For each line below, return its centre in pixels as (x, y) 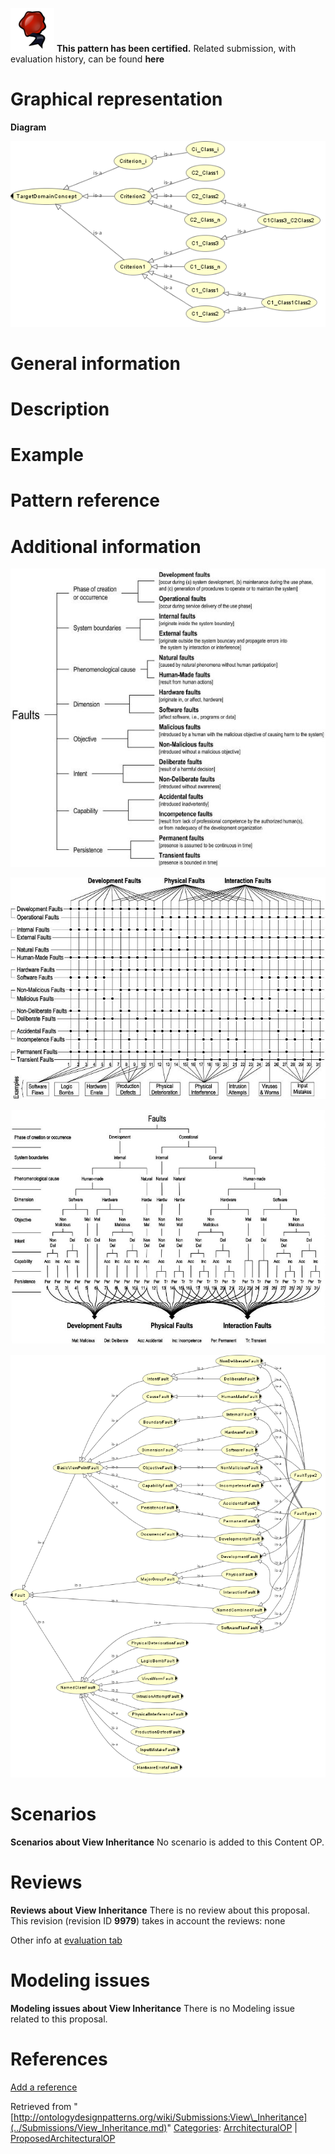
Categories (196, 2127)
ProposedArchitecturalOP (63, 2138)
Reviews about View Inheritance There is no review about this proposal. (160, 1910)
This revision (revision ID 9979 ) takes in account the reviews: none (148, 1921)
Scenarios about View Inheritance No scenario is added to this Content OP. (167, 1842)
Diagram (28, 127)
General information (95, 363)
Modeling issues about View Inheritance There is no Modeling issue (152, 2008)
